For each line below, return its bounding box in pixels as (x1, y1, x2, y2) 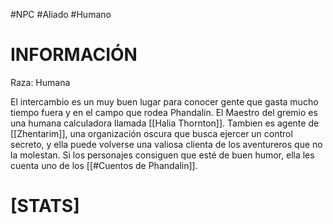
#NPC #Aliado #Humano (10, 9, 112, 20)
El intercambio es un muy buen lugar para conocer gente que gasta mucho (10, 95, 319, 108)
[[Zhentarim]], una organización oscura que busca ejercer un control (10, 127, 293, 139)
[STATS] (10, 195, 80, 218)
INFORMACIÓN (10, 44, 138, 66)
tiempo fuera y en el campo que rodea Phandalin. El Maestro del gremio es (10, 106, 318, 118)
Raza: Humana (10, 76, 71, 88)
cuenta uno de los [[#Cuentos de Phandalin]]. (10, 159, 198, 171)
